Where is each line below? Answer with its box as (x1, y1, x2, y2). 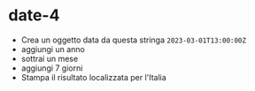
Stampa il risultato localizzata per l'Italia (20, 72, 167, 82)
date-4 (8, 5, 60, 26)
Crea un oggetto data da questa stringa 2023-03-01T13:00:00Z (20, 34, 247, 45)
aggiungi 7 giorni (20, 63, 83, 73)
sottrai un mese (20, 53, 79, 64)
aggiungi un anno (20, 43, 85, 54)
